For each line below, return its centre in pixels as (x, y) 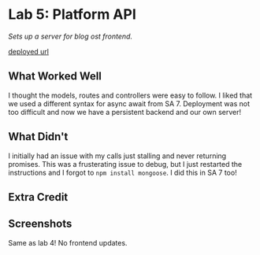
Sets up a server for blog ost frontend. (70, 36)
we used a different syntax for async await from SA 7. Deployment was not (129, 103)
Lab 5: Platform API (72, 15)
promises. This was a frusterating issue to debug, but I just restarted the (125, 164)
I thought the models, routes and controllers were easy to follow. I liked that (130, 95)
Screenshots (40, 224)
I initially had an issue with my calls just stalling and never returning (117, 156)
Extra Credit (38, 197)
